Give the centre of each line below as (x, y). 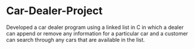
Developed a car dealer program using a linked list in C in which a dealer (95, 27)
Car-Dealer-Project (54, 11)
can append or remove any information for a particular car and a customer (97, 33)
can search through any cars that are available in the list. (76, 40)
